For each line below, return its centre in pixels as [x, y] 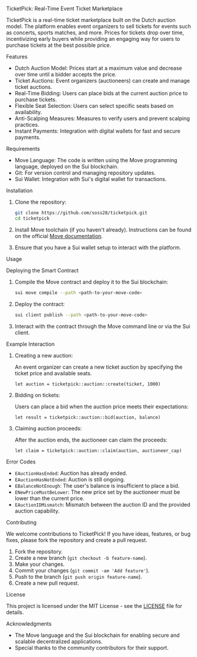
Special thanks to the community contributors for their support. [91, 648]
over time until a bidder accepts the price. [66, 74]
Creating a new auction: [44, 355]
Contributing [21, 522]
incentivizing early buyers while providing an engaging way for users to [93, 39]
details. [15, 612]
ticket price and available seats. [53, 373]
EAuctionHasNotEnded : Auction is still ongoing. [70, 479]
